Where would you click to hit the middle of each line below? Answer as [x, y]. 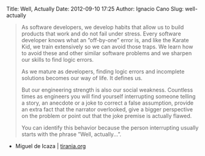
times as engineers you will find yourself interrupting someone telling [108, 96]
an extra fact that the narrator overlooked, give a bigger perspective [107, 109]
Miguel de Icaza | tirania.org [50, 146]
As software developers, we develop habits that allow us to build [102, 27]
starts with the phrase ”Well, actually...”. [71, 134]
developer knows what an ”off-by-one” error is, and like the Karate [105, 40]
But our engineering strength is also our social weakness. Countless [107, 90]
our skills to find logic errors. [57, 60]
